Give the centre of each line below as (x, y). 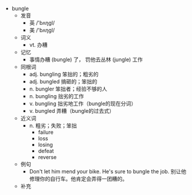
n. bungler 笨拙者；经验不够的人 (68, 89)
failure (46, 132)
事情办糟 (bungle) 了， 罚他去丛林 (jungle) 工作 (86, 59)
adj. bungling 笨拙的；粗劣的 (64, 74)
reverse (47, 157)
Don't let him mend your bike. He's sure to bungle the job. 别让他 (108, 172)
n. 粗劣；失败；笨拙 (53, 125)
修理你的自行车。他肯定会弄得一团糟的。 (78, 179)
